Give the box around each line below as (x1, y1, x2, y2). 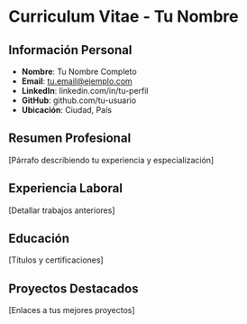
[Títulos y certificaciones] (8, 255, 105, 265)
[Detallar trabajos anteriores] (8, 205, 115, 216)
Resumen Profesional (8, 131, 132, 146)
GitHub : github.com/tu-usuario (21, 95, 137, 106)
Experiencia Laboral (8, 181, 123, 196)
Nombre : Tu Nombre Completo (21, 66, 137, 77)
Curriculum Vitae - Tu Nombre (8, 6, 239, 27)
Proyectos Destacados (8, 281, 139, 296)
